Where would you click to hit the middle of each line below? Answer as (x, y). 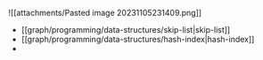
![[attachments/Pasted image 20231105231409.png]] (105, 13)
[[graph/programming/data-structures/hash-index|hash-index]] (138, 39)
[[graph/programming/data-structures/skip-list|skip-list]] (126, 30)
